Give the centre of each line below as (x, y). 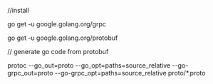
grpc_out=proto (30, 73)
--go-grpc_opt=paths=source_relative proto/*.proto (130, 73)
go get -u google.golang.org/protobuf (63, 38)
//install (19, 10)
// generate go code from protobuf (58, 52)
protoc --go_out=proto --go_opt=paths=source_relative (89, 65)
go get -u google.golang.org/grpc (57, 24)
